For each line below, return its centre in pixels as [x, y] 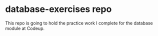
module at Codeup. [25, 28]
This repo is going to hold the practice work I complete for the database [79, 23]
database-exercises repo [58, 9]
